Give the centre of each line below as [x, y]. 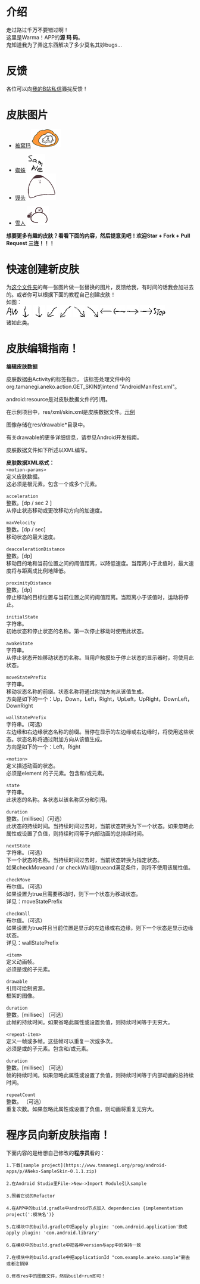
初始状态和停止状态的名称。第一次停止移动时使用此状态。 [76, 631]
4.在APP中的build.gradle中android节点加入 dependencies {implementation [95, 1208]
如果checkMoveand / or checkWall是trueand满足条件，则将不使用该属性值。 [100, 867]
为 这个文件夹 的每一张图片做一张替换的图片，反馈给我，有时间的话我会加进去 [100, 287]
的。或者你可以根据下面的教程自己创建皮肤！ [61, 294]
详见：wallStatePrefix [32, 942]
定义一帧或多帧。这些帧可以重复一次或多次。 [61, 1041]
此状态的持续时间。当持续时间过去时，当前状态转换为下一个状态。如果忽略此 [100, 826]
